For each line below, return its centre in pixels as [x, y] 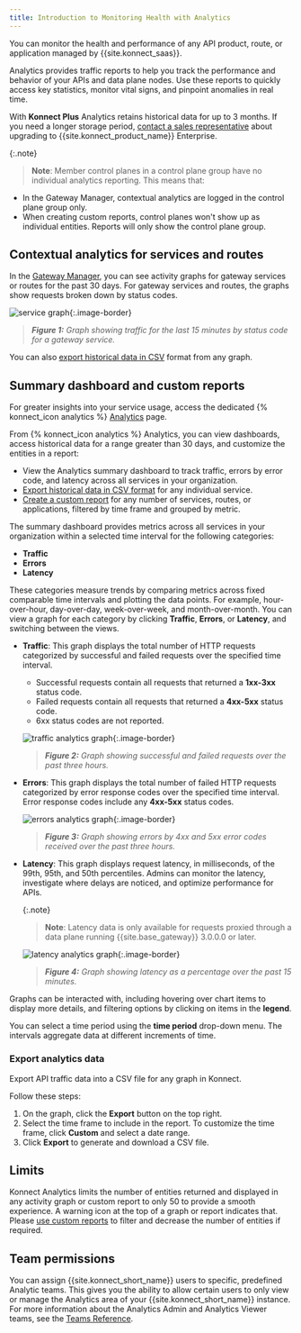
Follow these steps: [45, 1096]
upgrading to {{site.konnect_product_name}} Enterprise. [113, 135]
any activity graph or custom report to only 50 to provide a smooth [133, 1202]
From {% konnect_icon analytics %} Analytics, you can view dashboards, [145, 434]
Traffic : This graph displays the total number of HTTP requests [139, 646]
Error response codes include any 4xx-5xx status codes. [128, 802]
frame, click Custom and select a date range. [106, 1132]
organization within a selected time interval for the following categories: [142, 536]
